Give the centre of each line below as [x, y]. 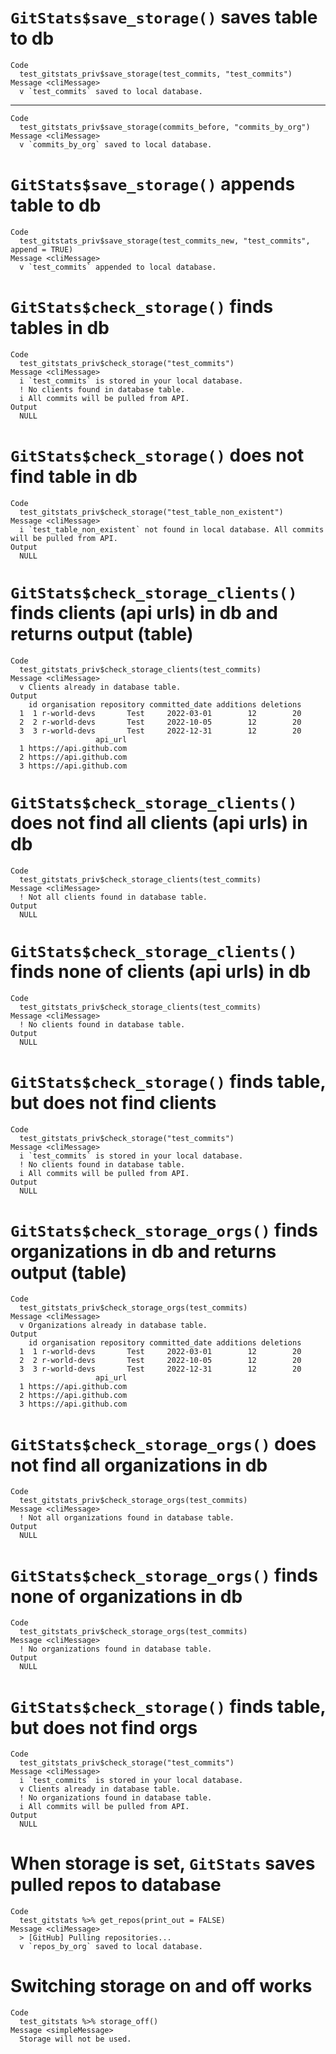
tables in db [60, 328]
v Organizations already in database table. [113, 1326]
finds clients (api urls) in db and [144, 612]
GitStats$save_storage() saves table [164, 17]
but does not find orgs [104, 1727]
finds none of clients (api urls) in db [161, 971]
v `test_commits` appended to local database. [118, 267]
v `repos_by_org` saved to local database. [111, 1947]
